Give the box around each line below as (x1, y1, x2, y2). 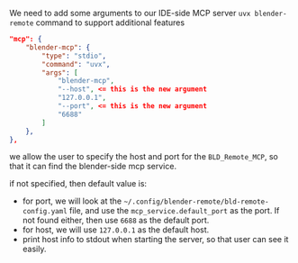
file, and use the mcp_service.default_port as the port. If (68, 205, 280, 216)
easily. (22, 243, 47, 255)
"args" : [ (41, 68, 78, 77)
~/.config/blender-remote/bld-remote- (123, 197, 269, 206)
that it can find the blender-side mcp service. (9, 161, 177, 172)
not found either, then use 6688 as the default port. (22, 215, 210, 226)
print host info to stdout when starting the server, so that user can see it (22, 234, 289, 245)
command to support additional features (35, 17, 185, 28)
